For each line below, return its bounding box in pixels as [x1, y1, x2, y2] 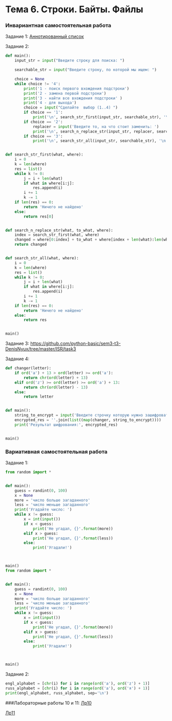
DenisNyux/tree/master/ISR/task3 [5, 346, 76, 352]
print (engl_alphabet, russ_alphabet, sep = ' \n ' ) [5, 690, 109, 695]
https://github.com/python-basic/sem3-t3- [30, 340, 121, 346]
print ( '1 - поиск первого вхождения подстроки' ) [24, 86, 130, 91]
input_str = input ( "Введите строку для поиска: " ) [14, 58, 125, 63]
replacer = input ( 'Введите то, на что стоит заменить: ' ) [32, 124, 159, 129]
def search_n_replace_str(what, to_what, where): [5, 228, 114, 233]
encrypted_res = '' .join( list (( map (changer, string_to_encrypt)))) [14, 418, 161, 423]
